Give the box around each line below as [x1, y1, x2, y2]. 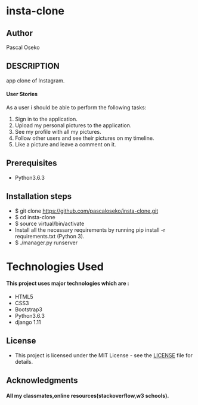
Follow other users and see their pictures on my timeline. [14, 134, 154, 142]
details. [14, 358, 33, 365]
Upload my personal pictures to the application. [14, 122, 132, 129]
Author [6, 28, 33, 38]
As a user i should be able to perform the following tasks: [6, 104, 147, 111]
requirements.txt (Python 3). [14, 232, 85, 240]
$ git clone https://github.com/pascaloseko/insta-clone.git [14, 207, 159, 214]
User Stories [6, 91, 38, 98]
